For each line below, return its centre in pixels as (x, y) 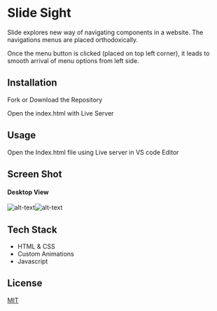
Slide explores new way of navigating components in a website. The (105, 32)
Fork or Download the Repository (55, 99)
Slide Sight (39, 13)
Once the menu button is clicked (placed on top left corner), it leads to (108, 53)
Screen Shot (35, 174)
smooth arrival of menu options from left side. (73, 60)
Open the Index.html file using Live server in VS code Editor (93, 152)
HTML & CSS (36, 246)
